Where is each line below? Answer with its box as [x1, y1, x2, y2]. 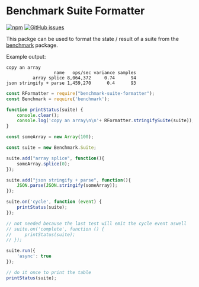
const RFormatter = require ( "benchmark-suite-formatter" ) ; [6, 90, 155, 96]
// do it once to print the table [6, 269, 92, 275]
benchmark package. [6, 42, 58, 49]
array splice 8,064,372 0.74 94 [32, 75, 136, 81]
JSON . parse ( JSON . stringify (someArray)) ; [17, 183, 118, 189]
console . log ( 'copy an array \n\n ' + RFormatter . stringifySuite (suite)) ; [17, 117, 195, 124]
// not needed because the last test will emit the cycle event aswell [6, 221, 187, 227]
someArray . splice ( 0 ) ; [17, 161, 70, 167]
